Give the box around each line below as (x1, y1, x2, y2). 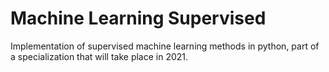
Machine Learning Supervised (10, 7, 267, 30)
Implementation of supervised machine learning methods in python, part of (10, 40, 320, 52)
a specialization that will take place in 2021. (10, 50, 189, 62)
